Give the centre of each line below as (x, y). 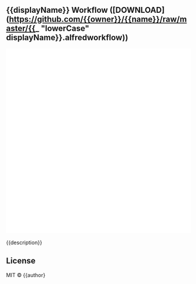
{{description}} (24, 242)
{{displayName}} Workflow (57, 10)
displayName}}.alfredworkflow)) (67, 38)
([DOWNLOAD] (137, 10)
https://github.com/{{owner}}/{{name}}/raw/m (98, 20)
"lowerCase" (65, 28)
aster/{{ (21, 28)
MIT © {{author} (26, 275)
